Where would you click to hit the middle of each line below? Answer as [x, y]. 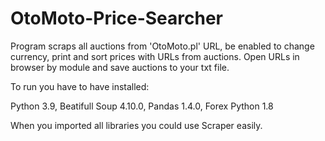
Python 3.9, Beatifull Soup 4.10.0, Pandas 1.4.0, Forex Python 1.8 [142, 106]
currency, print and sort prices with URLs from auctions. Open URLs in [155, 56]
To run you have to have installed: [80, 86]
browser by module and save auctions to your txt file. [120, 67]
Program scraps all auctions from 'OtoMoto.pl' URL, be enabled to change [162, 46]
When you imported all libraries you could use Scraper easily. [136, 125]
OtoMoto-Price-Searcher [116, 18]
